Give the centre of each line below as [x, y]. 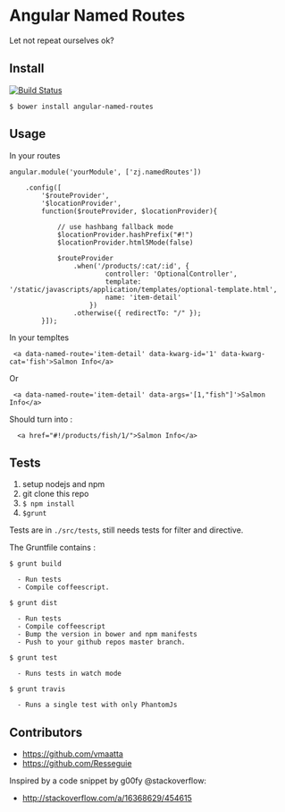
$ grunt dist [34, 603]
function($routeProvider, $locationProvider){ [130, 211]
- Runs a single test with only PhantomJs [97, 705]
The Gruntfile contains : [53, 548]
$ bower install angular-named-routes [81, 107]
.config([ [44, 188]
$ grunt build [36, 564]
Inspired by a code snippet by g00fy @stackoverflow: [108, 781]
